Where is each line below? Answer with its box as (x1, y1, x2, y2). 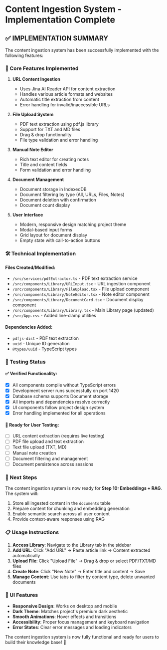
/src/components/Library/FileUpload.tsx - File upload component (12, 286, 150, 292)
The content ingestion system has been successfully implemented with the (5, 47, 159, 53)
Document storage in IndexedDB (19, 186, 87, 193)
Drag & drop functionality (19, 132, 72, 138)
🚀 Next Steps (5, 474, 37, 481)
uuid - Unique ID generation (12, 340, 70, 346)
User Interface (12, 212, 43, 218)
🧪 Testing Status (5, 358, 46, 365)
